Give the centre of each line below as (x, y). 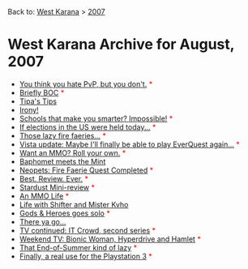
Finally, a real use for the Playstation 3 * (86, 256)
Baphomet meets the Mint (62, 161)
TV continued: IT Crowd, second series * (87, 230)
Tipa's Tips (38, 101)
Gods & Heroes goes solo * (64, 213)
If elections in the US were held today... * (88, 127)
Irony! (29, 109)
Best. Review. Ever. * (53, 178)
